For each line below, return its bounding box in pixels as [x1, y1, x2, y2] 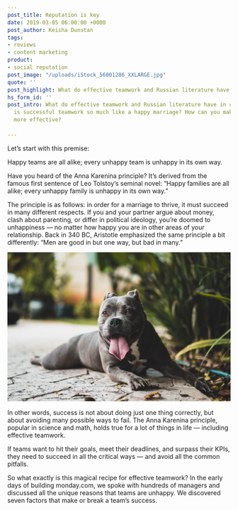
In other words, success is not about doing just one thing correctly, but [7, 408, 214, 416]
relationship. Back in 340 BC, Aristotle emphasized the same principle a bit [7, 231, 225, 239]
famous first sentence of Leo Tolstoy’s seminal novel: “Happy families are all [7, 179, 229, 187]
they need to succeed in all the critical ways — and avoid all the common [7, 452, 220, 460]
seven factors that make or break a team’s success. [7, 496, 158, 504]
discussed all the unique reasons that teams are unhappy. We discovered [7, 488, 221, 497]
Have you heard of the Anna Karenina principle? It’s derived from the [7, 171, 208, 180]
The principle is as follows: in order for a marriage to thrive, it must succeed [7, 200, 229, 209]
